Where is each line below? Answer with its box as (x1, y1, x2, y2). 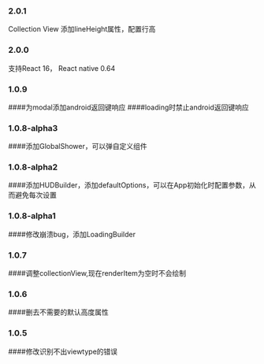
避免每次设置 (14, 191, 57, 200)
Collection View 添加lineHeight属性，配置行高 (8, 24, 156, 34)
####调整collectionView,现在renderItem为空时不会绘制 (8, 269, 187, 278)
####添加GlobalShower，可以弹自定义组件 (8, 142, 147, 151)
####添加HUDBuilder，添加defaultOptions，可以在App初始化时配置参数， (8, 180, 250, 190)
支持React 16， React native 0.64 (8, 63, 116, 72)
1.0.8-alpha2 (8, 162, 58, 173)
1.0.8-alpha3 (8, 122, 58, 133)
